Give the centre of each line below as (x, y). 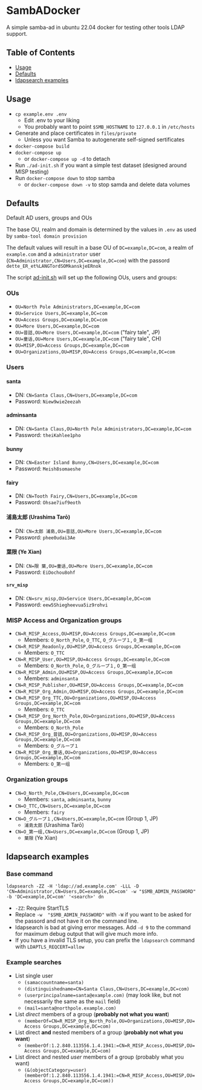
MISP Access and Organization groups (64, 620)
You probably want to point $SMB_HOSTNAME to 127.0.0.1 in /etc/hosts (109, 126)
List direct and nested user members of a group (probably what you (99, 1057)
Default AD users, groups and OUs (49, 218)
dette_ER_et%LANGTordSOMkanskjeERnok (54, 267)
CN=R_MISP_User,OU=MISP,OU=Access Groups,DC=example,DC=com (92, 660)
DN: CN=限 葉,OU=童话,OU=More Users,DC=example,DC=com (84, 565)
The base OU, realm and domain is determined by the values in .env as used (101, 230)
